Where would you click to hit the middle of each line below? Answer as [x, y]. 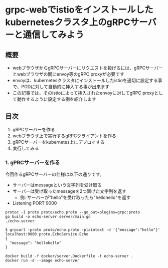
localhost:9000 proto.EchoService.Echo [47, 234]
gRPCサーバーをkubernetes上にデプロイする [59, 142]
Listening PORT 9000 [35, 203]
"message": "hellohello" [36, 243]
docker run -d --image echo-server [42, 260]
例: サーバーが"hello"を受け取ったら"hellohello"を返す [75, 197]
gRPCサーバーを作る [34, 129]
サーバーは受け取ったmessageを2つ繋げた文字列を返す [69, 191]
